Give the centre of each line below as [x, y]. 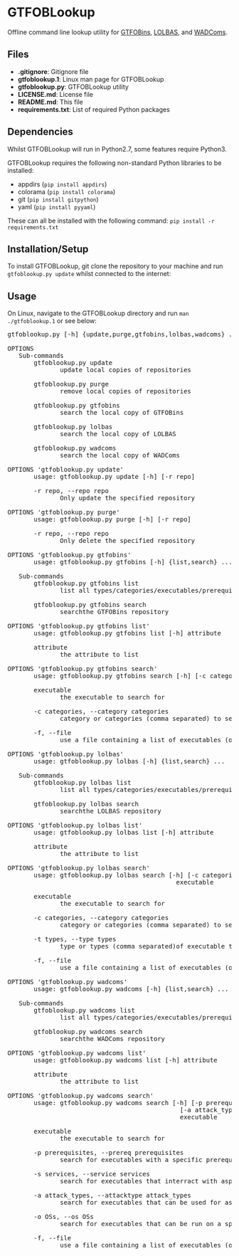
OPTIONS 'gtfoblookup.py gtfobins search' [83, 669]
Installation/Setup [48, 249]
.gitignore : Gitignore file [53, 71]
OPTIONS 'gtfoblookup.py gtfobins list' [79, 626]
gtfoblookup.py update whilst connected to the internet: [89, 274]
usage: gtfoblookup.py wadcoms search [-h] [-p [118, 1103]
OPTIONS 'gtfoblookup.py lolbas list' [75, 825]
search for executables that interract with [139, 1181]
